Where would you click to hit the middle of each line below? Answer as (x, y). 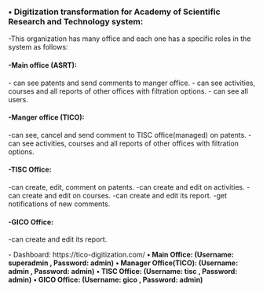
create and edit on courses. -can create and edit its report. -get (125, 195)
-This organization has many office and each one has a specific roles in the (130, 39)
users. (18, 99)
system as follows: (38, 47)
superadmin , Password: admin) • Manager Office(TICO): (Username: (123, 263)
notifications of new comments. (59, 204)
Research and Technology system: (76, 21)
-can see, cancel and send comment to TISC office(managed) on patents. (128, 135)
